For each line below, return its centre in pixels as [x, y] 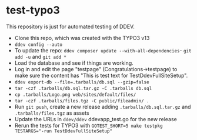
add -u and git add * [40, 56]
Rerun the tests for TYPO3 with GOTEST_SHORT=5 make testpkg [89, 125]
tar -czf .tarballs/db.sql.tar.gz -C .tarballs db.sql [83, 88]
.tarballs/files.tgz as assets [52, 113]
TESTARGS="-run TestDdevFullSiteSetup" [64, 131]
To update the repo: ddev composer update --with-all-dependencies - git [103, 50]
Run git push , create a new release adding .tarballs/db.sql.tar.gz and [103, 106]
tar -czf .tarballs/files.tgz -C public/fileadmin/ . [82, 101]
